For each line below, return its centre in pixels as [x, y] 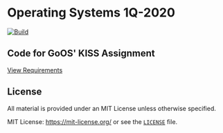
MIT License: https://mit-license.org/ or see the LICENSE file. [92, 121]
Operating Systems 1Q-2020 [91, 13]
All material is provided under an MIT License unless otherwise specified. [112, 108]
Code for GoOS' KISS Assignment [81, 53]
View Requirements [35, 70]
